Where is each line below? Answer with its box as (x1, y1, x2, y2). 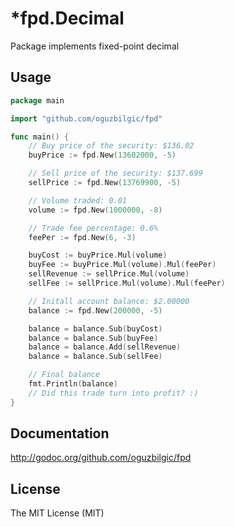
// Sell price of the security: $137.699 (28, 168, 203, 179)
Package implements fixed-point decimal (10, 40, 180, 52)
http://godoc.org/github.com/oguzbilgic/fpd (10, 452, 192, 464)
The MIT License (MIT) (10, 507, 105, 519)
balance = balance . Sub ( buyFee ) (28, 333, 159, 343)
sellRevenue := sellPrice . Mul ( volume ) (28, 269, 190, 279)
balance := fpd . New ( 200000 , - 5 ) (28, 305, 163, 316)
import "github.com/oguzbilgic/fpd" (10, 113, 163, 124)
